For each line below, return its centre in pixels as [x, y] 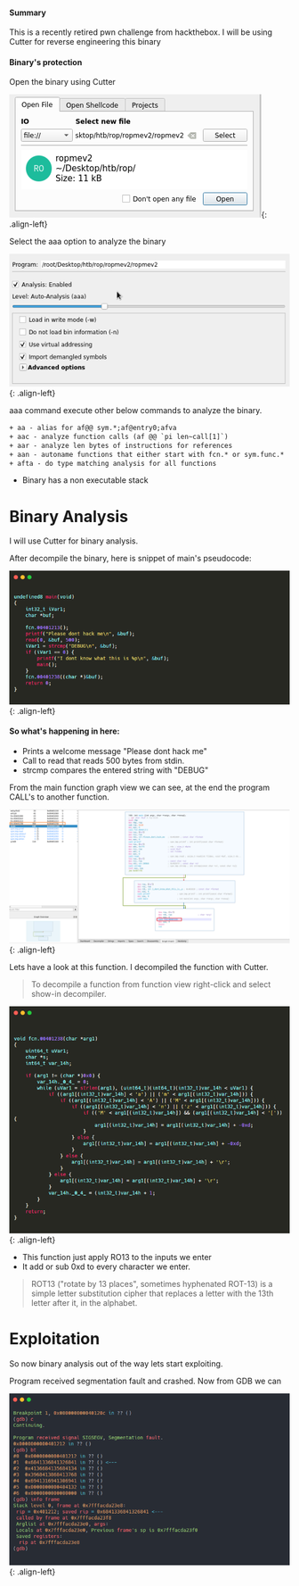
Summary [28, 12]
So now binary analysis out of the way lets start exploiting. [116, 1363]
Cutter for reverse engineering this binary [85, 42]
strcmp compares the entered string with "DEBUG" [115, 770]
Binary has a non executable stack [85, 480]
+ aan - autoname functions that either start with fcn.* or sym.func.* [147, 455]
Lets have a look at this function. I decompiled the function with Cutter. [139, 967]
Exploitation [55, 1339]
